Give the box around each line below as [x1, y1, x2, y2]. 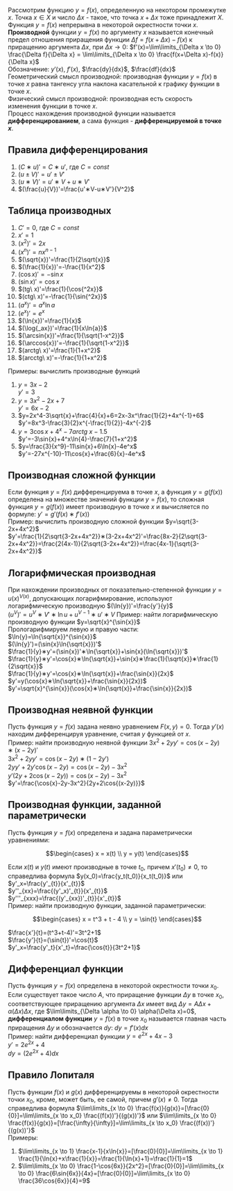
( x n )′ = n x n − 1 [17, 247, 57, 256]
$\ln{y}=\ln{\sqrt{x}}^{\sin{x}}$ [8, 632, 97, 640]
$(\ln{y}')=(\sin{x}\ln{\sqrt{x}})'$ [8, 640, 102, 648]
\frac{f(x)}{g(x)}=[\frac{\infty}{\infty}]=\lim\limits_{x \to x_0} [8, 1119, 179, 1127]
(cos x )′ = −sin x [17, 270, 64, 278]
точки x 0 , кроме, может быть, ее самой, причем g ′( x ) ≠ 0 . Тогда [8, 1095, 198, 1105]
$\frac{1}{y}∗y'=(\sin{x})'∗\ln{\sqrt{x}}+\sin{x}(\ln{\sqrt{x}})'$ [8, 647, 188, 656]
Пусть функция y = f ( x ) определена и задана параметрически [8, 828, 193, 836]
